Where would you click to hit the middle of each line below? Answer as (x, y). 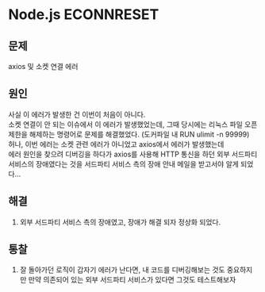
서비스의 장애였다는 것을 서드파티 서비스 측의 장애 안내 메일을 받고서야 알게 (124, 163)
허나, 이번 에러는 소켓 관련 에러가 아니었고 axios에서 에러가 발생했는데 (116, 144)
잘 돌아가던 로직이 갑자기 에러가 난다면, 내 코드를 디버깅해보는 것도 (122, 270)
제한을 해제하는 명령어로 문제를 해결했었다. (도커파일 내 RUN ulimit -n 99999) (129, 134)
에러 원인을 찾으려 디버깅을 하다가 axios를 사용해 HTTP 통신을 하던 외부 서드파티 (133, 154)
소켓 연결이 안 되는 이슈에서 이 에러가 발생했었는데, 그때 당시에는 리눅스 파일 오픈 (133, 124)
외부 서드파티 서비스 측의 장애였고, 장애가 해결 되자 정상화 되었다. (120, 222)
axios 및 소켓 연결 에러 (43, 66)
